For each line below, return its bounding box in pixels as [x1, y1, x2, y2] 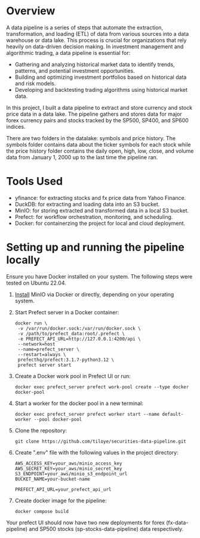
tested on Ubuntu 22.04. [6, 279, 67, 286]
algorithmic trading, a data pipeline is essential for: [6, 49, 131, 56]
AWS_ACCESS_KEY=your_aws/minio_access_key [14, 460, 122, 466]
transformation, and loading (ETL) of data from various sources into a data [6, 30, 189, 37]
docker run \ [14, 320, 48, 326]
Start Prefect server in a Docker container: [14, 308, 119, 316]
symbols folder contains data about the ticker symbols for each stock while [6, 141, 191, 148]
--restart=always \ [17, 351, 66, 357]
